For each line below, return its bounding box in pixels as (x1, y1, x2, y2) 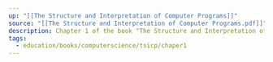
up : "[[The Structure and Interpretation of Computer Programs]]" (8, 11, 238, 20)
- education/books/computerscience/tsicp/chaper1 (15, 42, 187, 50)
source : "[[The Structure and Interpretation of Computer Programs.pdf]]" (8, 19, 267, 27)
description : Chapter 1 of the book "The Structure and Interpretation (8, 27, 256, 35)
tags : (8, 34, 27, 43)
